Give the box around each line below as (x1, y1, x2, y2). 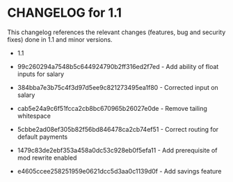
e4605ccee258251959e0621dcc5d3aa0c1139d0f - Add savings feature (17, 167, 222, 175)
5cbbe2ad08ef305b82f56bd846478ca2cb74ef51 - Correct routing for (17, 125, 219, 133)
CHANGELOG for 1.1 (7, 5, 122, 21)
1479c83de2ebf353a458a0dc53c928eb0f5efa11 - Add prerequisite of (17, 146, 218, 154)
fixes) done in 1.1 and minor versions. (7, 35, 113, 43)
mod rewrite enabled (17, 153, 77, 162)
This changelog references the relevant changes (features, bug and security (7, 28, 226, 36)
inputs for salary (17, 70, 65, 78)
